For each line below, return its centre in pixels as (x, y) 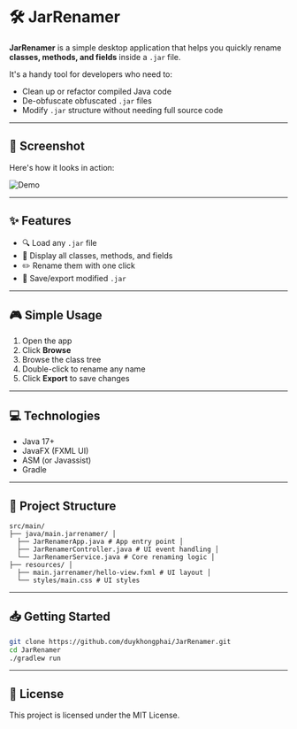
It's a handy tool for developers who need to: (91, 74)
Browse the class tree (61, 360)
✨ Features (40, 221)
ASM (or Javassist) (57, 460)
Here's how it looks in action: (62, 167)
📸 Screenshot (47, 146)
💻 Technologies (55, 415)
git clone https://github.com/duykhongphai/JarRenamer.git (120, 641)
